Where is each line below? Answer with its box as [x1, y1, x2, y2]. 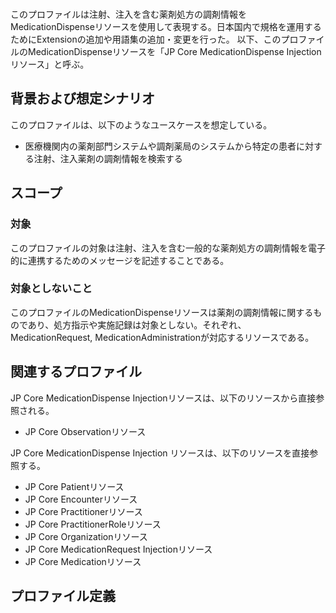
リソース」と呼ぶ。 [10, 58, 90, 70]
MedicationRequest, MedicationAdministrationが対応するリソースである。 [10, 331, 315, 343]
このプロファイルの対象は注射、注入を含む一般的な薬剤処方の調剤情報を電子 [10, 242, 326, 254]
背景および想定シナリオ [10, 90, 155, 107]
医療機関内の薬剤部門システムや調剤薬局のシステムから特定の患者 [24, 140, 297, 152]
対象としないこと [10, 282, 93, 296]
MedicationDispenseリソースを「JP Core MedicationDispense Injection [27, 46, 322, 57]
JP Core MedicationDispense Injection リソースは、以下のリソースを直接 [10, 447, 310, 459]
